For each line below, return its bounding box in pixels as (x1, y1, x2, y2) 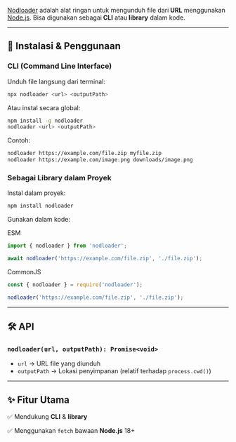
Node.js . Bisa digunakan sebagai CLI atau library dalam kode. (7, 13, 186, 22)
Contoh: (7, 136, 31, 145)
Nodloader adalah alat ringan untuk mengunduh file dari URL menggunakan (7, 6, 226, 14)
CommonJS (7, 267, 41, 276)
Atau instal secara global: (7, 103, 81, 112)
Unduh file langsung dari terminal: (7, 77, 105, 86)
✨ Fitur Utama (7, 394, 70, 406)
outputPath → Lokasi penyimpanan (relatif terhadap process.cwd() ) (17, 367, 212, 375)
